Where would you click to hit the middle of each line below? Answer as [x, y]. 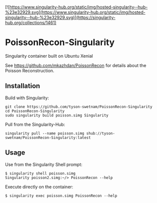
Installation [23, 86]
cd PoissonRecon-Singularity [35, 111]
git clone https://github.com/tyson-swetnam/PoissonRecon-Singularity [79, 107]
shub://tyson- [101, 133]
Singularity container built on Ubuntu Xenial [49, 56]
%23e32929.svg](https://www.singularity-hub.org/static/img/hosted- [75, 12]
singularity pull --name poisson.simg [45, 133]
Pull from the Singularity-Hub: [35, 124]
